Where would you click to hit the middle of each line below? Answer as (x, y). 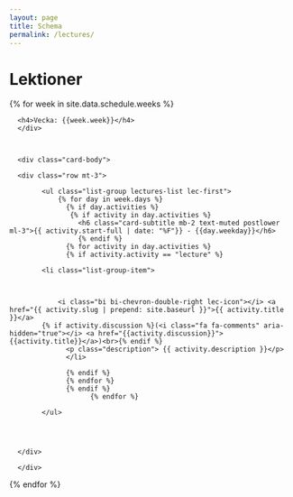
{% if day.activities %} (113, 207)
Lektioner (46, 79)
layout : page (34, 18)
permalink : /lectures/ (52, 34)
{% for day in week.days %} (110, 199)
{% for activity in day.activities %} (139, 247)
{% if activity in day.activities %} (141, 216)
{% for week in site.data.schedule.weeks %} (92, 104)
